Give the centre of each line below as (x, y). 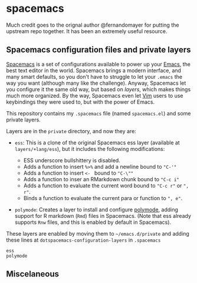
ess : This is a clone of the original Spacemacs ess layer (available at (97, 142)
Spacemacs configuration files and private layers (98, 50)
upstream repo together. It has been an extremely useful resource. (87, 31)
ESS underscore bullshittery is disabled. (72, 160)
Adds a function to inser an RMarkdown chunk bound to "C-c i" (101, 179)
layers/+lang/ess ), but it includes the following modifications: (90, 149)
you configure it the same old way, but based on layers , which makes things (98, 89)
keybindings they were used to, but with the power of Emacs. (81, 102)
